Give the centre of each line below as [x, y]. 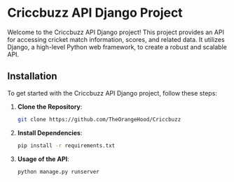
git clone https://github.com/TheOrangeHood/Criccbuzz [99, 119]
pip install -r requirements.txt [66, 145]
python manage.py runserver [58, 172]
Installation [32, 76]
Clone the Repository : [50, 107]
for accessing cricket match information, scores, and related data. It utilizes [116, 39]
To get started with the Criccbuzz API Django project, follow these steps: [112, 93]
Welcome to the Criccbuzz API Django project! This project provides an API [116, 32]
